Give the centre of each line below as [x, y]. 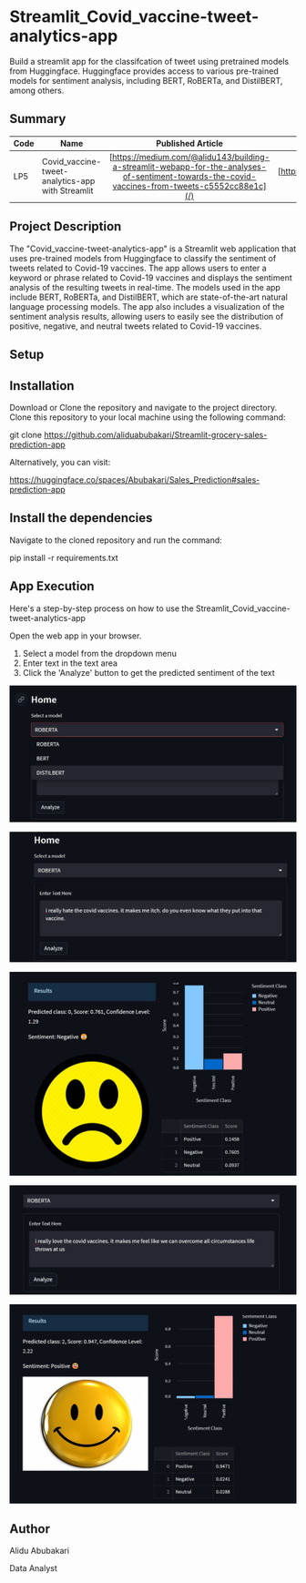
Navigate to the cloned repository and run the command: [116, 540]
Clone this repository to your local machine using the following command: [148, 417]
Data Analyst [33, 1568]
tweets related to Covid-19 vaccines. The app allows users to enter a [138, 268]
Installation [42, 386]
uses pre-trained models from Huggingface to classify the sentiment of [143, 258]
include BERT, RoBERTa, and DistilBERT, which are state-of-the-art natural [149, 297]
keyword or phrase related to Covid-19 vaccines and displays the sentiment [151, 277]
